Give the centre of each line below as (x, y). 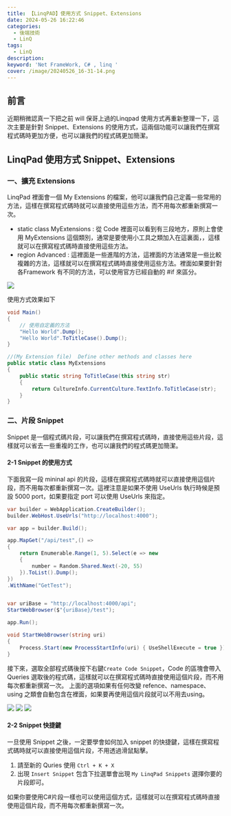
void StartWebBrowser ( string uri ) (57, 635)
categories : (24, 26)
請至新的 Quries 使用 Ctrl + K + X (66, 765)
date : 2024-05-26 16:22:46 (46, 20)
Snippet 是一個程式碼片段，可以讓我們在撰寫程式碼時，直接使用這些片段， (112, 437)
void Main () (24, 312)
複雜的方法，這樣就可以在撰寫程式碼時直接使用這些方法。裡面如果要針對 (119, 263)
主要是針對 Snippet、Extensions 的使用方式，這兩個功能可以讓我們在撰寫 (116, 127)
